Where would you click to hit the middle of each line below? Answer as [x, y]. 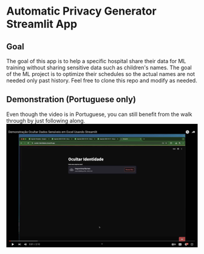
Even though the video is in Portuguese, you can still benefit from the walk [99, 114]
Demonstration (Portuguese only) [71, 99]
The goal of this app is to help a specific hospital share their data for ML [96, 61]
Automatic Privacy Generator [81, 11]
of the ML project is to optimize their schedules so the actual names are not [101, 74]
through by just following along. [46, 120]
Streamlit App [42, 24]
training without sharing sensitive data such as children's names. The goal [99, 67]
